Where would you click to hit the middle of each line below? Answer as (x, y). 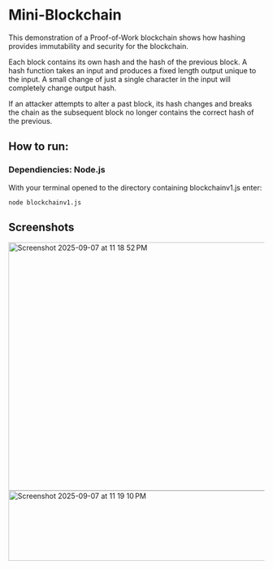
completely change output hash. (63, 88)
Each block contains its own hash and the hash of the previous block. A (128, 62)
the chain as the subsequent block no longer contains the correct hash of (131, 112)
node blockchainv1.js (45, 202)
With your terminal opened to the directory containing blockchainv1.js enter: (135, 187)
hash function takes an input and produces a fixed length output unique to (132, 70)
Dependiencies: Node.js (57, 170)
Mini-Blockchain (65, 15)
